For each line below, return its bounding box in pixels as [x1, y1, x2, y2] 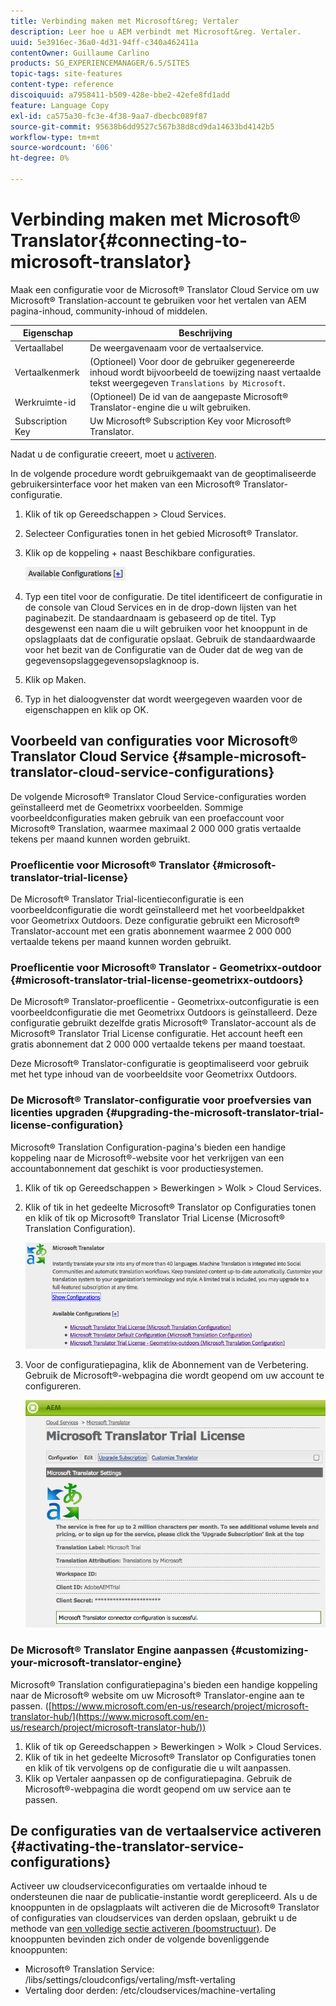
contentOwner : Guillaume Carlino [10, 48, 150, 58]
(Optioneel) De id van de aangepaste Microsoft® [89, 391, 289, 403]
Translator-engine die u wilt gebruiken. [89, 401, 251, 414]
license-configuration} [10, 1118, 124, 1132]
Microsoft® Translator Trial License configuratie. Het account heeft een [10, 1028, 303, 1040]
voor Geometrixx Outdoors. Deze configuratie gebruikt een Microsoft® [10, 914, 300, 926]
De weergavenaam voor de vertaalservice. [89, 341, 264, 354]
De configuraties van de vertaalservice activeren [10, 1822, 322, 1839]
